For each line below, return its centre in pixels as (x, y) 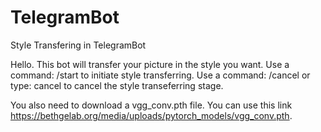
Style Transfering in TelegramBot (78, 45)
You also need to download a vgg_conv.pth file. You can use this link (151, 105)
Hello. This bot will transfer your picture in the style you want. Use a (150, 64)
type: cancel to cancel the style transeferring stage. (117, 85)
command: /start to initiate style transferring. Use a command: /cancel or (160, 75)
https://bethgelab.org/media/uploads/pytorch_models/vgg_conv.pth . (151, 115)
